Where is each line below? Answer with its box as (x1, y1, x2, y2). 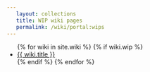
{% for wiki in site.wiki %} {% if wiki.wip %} (16, 43, 144, 52)
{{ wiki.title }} (16, 50, 56, 59)
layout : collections (15, 10, 77, 18)
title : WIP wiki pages (15, 17, 82, 24)
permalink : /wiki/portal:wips (15, 23, 105, 30)
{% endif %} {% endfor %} (16, 58, 95, 66)
